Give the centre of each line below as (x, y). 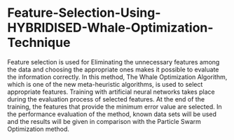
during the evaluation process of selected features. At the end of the (106, 99)
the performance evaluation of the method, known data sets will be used (112, 114)
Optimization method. (39, 129)
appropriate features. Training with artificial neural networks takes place (111, 92)
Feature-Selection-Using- (84, 13)
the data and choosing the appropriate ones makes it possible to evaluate (113, 69)
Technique (39, 43)
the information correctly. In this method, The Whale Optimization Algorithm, (117, 77)
